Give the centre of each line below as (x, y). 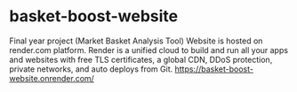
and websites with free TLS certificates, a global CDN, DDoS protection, (141, 59)
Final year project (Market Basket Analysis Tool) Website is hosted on (136, 41)
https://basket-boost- (214, 69)
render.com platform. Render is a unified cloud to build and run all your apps (149, 50)
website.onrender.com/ (52, 78)
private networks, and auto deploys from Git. (91, 69)
